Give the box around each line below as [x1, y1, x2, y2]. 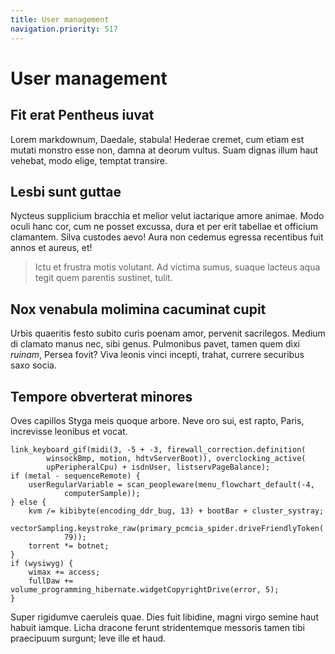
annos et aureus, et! [10, 242, 93, 254]
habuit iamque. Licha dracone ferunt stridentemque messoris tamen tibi [10, 621, 305, 633]
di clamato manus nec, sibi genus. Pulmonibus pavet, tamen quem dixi [10, 338, 300, 350]
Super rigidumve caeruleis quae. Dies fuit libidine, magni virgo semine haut [10, 611, 319, 623]
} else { [10, 497, 47, 507]
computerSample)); [63, 488, 141, 498]
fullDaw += [28, 576, 74, 586]
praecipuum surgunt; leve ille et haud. [10, 632, 167, 644]
